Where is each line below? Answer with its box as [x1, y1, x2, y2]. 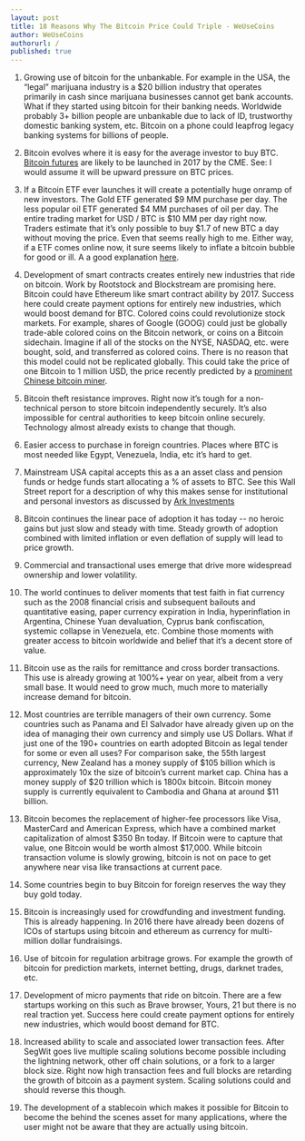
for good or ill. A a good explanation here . [23, 251, 180, 263]
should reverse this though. [23, 1085, 126, 1096]
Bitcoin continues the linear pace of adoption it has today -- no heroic [23, 514, 284, 525]
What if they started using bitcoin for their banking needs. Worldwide [23, 101, 282, 112]
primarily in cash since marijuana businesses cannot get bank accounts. [23, 92, 294, 103]
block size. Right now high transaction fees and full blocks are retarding [23, 1066, 292, 1077]
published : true [10, 47, 72, 56]
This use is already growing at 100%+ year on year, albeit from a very [23, 673, 284, 684]
